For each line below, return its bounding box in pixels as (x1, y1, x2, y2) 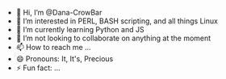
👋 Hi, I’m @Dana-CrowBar (15, 8, 103, 17)
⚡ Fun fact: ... (15, 63, 61, 73)
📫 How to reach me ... (15, 43, 91, 52)
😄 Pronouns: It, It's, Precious (15, 54, 114, 64)
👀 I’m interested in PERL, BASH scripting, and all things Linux (15, 16, 218, 26)
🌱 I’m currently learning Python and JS (15, 25, 144, 34)
